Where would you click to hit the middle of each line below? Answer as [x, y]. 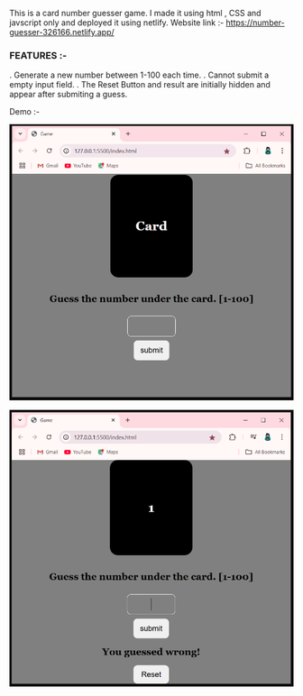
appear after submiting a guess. [69, 95]
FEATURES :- [38, 55]
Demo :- [25, 112]
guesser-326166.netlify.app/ [62, 32]
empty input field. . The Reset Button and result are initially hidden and [140, 85]
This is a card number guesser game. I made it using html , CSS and [135, 13]
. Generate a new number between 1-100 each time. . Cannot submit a [139, 75]
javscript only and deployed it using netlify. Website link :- [117, 23]
